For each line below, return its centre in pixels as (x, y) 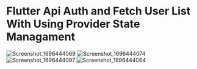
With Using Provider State (73, 24)
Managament (41, 37)
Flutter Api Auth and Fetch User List (99, 11)
